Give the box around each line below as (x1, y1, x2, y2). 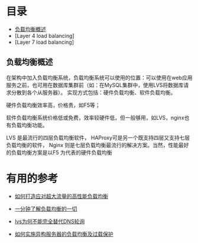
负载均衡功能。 (11, 121, 48, 129)
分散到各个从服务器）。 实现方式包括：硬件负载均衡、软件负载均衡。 (11, 89, 176, 96)
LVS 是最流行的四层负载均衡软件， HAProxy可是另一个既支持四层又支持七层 (6, 134, 190, 141)
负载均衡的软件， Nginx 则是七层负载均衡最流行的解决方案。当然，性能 (6, 141, 179, 148)
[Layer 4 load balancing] (14, 32, 75, 39)
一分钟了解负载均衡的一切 (14, 205, 77, 212)
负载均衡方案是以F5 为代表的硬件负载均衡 (11, 149, 112, 156)
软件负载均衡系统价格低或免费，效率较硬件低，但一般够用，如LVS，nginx (6, 114, 184, 121)
